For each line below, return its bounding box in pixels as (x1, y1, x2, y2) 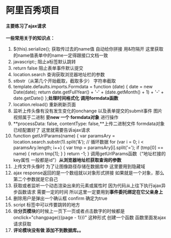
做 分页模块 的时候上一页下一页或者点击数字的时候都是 (13, 208, 125, 215)
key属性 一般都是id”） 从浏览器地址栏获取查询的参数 (13, 157, 122, 163)
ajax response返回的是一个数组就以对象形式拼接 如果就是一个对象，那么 (13, 170, 164, 176)
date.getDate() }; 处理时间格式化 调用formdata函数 (13, 95, 119, 101)
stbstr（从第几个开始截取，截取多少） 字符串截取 (13, 78, 116, 84)
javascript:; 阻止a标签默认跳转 (13, 59, 76, 65)
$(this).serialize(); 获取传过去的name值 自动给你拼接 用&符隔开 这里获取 (13, 46, 164, 52)
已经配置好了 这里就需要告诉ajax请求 (13, 127, 91, 133)
